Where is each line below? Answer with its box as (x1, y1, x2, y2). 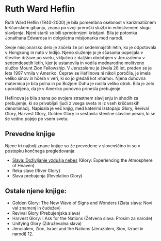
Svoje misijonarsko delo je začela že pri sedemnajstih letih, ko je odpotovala (5, 44, 157, 50)
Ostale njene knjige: (5, 187, 67, 195)
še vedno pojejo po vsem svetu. (5, 116, 69, 121)
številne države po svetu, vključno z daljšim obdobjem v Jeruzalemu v (5, 54, 145, 60)
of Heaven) (12, 162, 35, 168)
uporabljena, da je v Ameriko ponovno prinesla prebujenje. (5, 86, 122, 91)
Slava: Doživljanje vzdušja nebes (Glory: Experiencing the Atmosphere (12, 157, 153, 163)
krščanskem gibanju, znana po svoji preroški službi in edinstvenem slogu (5, 24, 151, 30)
